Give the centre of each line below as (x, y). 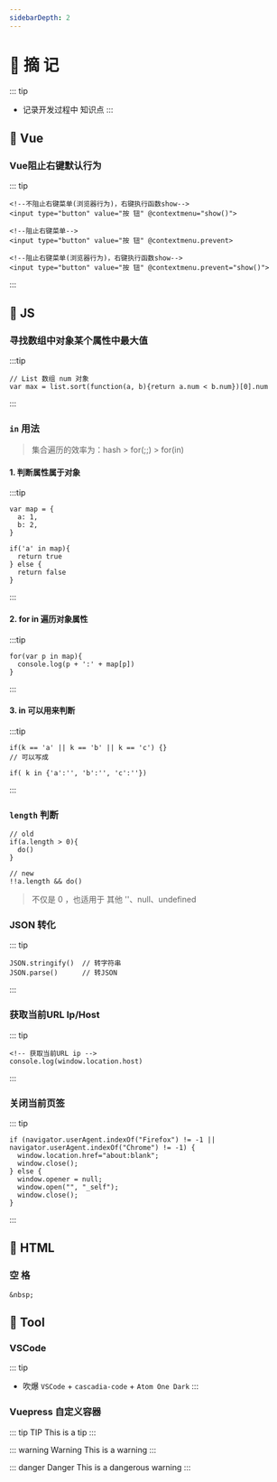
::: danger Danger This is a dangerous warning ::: (100, 1467)
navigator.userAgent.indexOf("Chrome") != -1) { (102, 1148)
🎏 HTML (32, 1248)
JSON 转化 (32, 925)
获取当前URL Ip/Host (55, 1014)
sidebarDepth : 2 (40, 18)
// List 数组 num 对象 (49, 379)
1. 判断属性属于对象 (45, 472)
